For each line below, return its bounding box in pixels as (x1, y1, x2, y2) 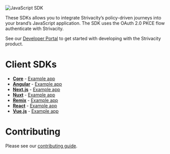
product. (5, 41, 23, 47)
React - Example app (12, 102, 58, 109)
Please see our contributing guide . (5, 143, 78, 149)
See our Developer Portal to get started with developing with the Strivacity (5, 36, 161, 41)
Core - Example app (12, 75, 55, 82)
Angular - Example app (12, 81, 62, 87)
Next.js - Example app (12, 86, 60, 92)
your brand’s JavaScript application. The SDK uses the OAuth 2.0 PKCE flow (5, 20, 165, 26)
